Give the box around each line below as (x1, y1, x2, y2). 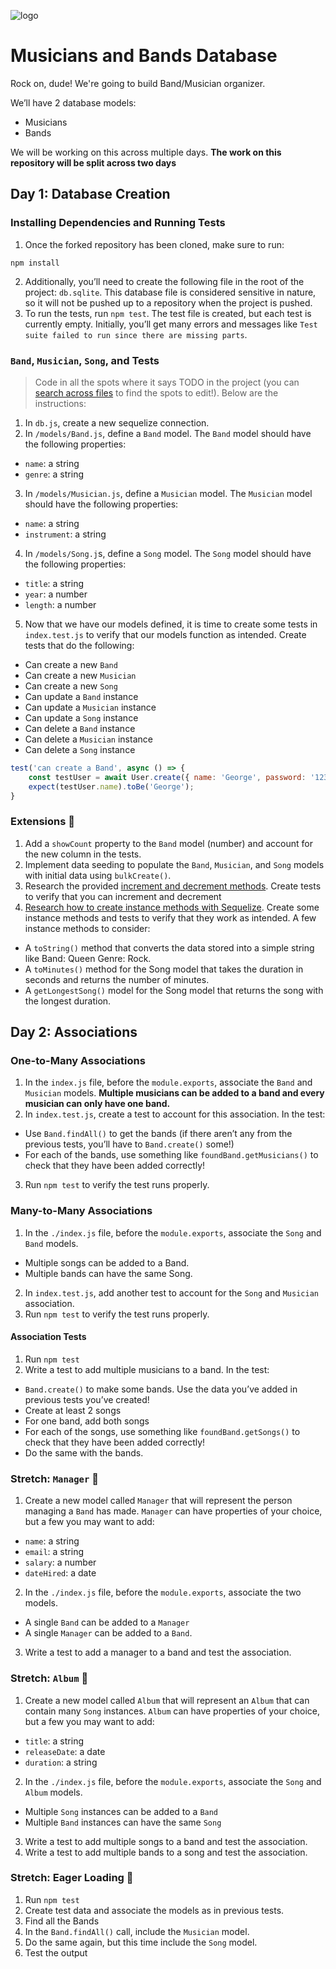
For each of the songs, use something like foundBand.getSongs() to (24, 1425, 301, 1437)
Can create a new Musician (24, 669, 137, 681)
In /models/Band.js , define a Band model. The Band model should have (24, 427, 312, 439)
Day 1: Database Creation (10, 186, 171, 203)
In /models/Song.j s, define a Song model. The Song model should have (24, 547, 312, 559)
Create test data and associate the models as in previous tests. (24, 1904, 285, 1916)
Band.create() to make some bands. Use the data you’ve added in (24, 1383, 298, 1395)
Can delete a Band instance (24, 722, 136, 734)
